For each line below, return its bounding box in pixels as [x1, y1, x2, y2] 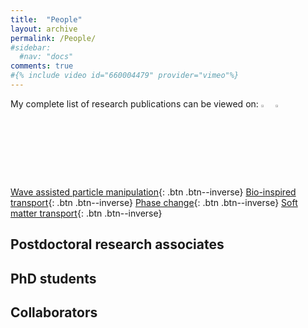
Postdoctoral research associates [10, 236, 225, 253]
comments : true [10, 61, 74, 71]
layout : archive [10, 24, 78, 34]
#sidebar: [10, 42, 52, 53]
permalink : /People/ [10, 33, 97, 43]
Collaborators [10, 304, 98, 321]
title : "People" [10, 14, 83, 25]
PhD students [10, 270, 97, 287]
